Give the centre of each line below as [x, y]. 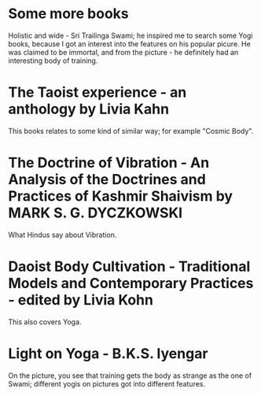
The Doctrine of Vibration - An [109, 163]
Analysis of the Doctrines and [107, 180]
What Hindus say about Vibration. [62, 235]
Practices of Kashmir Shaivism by [121, 196]
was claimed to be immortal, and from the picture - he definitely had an [123, 52]
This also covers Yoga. [45, 322]
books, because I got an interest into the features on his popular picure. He [130, 43]
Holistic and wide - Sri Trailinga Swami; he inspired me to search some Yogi [130, 35]
